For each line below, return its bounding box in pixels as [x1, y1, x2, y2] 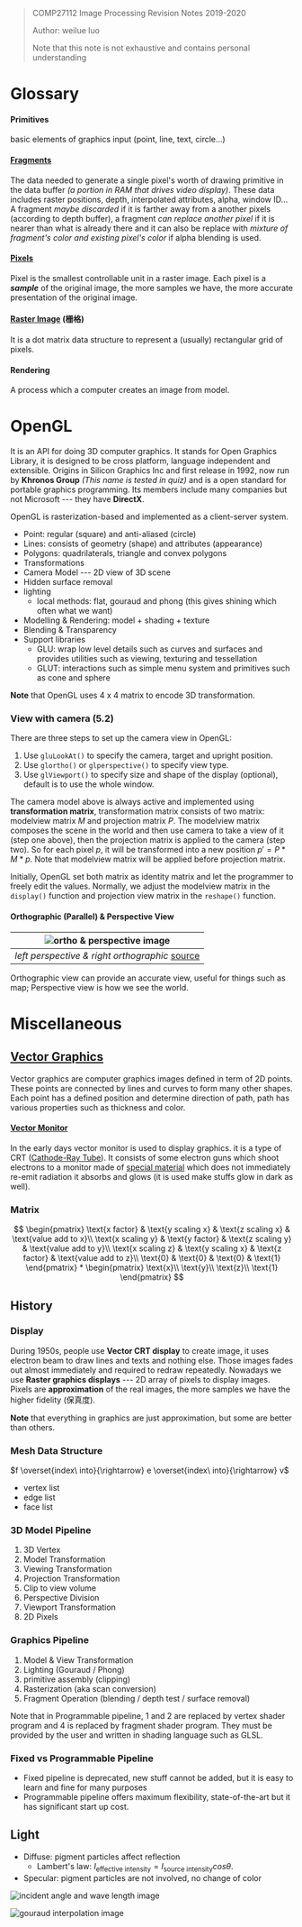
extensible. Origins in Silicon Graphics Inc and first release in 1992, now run [10, 465, 290, 476]
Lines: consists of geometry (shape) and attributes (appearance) [22, 538, 263, 549]
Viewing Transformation [22, 1564, 112, 1575]
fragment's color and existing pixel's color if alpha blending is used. [10, 232, 262, 242]
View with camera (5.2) [10, 712, 115, 725]
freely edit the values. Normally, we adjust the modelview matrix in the [10, 881, 271, 891]
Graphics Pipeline [10, 1634, 89, 1647]
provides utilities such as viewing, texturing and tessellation [36, 653, 258, 664]
